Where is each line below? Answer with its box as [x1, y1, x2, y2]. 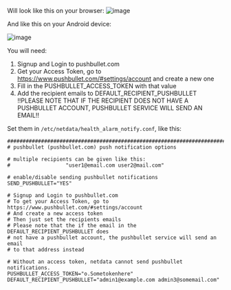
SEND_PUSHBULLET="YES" [7, 180, 72, 187]
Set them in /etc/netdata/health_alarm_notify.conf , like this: [7, 125, 182, 132]
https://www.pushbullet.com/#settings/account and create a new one [16, 74, 214, 83]
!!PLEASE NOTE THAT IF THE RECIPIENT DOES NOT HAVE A [16, 96, 189, 105]
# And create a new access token [7, 210, 103, 217]
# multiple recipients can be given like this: [7, 156, 146, 163]
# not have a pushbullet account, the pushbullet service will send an [7, 234, 217, 241]
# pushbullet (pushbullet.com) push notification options [7, 144, 177, 151]
